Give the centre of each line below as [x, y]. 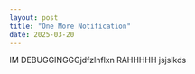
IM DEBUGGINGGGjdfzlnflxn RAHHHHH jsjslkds [98, 60]
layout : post [34, 18]
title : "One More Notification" [70, 26]
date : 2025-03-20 [42, 34]
